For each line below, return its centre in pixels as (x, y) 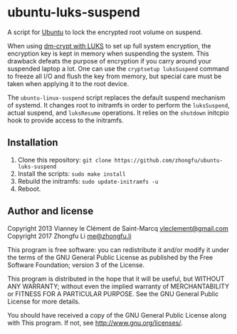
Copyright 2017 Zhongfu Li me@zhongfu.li (69, 236)
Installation (33, 143)
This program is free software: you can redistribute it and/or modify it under (118, 249)
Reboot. (29, 189)
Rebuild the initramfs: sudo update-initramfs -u (88, 181)
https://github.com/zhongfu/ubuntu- (168, 160)
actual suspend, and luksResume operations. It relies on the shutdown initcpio (118, 113)
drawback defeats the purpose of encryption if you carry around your (110, 61)
